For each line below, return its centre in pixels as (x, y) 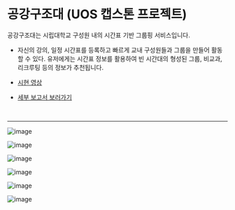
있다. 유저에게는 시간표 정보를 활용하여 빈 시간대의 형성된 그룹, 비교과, (127, 58)
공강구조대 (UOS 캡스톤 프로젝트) (97, 14)
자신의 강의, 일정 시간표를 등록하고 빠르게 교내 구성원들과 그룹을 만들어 (113, 50)
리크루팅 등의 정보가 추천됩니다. (60, 67)
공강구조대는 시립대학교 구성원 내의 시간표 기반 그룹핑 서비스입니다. (99, 35)
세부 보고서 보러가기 (44, 97)
